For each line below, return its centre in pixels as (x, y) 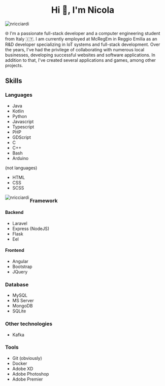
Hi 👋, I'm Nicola (83, 10)
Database (17, 284)
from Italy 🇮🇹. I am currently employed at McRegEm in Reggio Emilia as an (81, 39)
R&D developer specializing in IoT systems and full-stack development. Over (82, 44)
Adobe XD (23, 368)
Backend (14, 212)
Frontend (15, 250)
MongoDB (22, 306)
